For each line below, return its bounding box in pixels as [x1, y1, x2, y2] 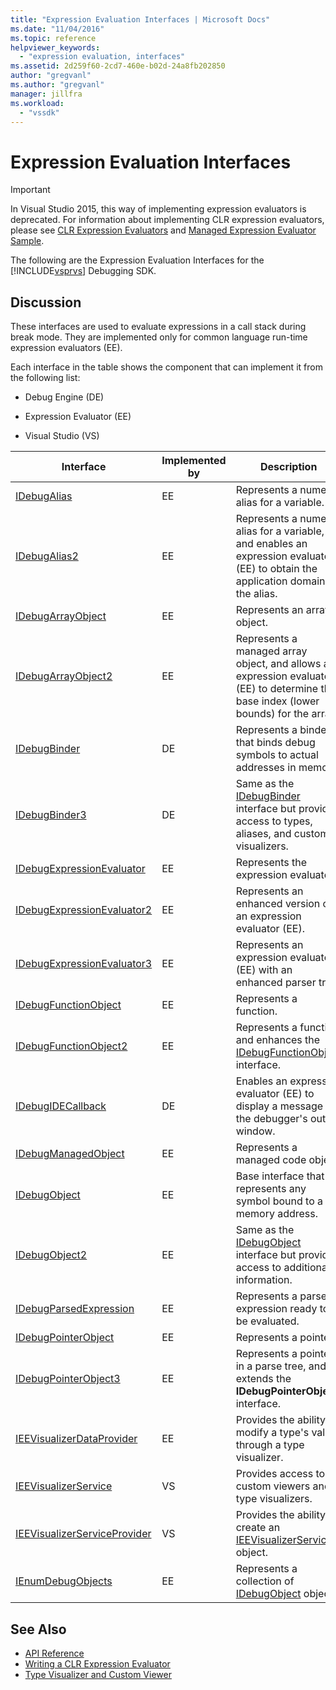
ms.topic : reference [10, 33, 97, 43]
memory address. [235, 1207, 319, 1221]
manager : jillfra [10, 89, 83, 99]
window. [235, 1124, 276, 1138]
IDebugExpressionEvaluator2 [15, 903, 153, 917]
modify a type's [235, 1426, 310, 1440]
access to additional [235, 1261, 330, 1275]
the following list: [10, 372, 81, 384]
